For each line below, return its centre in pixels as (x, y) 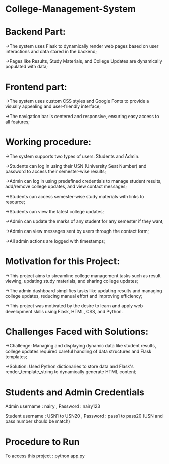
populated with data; (26, 67)
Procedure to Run (42, 442)
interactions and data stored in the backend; (51, 52)
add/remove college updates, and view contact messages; (66, 186)
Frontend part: (36, 87)
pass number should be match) (38, 421)
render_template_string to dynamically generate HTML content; (71, 372)
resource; (15, 202)
